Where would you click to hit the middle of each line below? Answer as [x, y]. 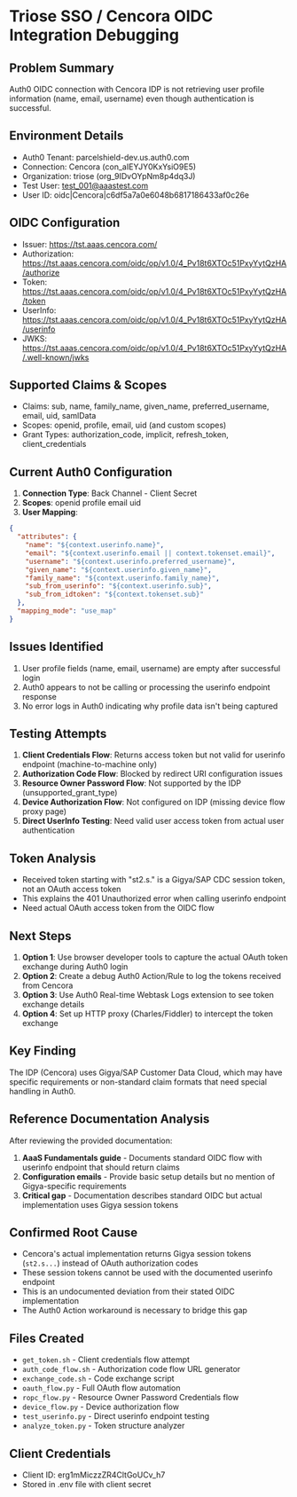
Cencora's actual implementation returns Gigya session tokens [137, 1254]
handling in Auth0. [43, 1091]
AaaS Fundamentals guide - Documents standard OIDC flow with [142, 1157]
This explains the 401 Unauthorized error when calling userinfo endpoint [154, 898]
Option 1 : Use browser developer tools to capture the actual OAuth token [155, 957]
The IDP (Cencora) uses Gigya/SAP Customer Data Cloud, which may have [146, 1072]
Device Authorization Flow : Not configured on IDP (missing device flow [153, 802]
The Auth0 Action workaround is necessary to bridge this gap [135, 1311]
